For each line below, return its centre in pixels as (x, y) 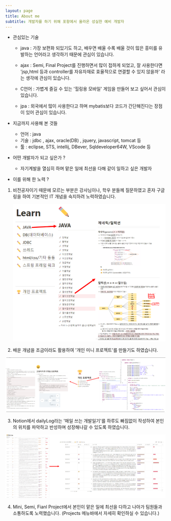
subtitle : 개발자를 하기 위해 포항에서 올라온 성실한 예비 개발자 (65, 21)
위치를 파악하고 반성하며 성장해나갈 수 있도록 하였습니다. (74, 427)
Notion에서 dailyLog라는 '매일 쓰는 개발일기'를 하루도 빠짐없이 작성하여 (83, 421)
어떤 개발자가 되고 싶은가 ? (39, 158)
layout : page (19, 11)
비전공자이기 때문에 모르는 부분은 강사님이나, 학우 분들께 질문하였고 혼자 (84, 190)
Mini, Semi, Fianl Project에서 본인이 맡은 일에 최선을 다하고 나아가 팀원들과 (87, 507)
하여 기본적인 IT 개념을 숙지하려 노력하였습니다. (69, 197)
